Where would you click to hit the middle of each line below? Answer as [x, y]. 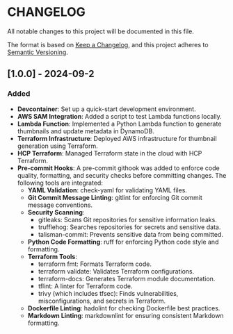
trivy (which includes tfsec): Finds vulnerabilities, [108, 293]
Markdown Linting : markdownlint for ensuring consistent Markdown [126, 315]
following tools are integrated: [60, 183]
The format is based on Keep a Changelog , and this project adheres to [108, 44]
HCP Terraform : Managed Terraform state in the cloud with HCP [110, 153]
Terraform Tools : [53, 256]
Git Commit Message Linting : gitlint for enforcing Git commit [115, 197]
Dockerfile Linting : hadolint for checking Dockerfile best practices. [124, 308]
